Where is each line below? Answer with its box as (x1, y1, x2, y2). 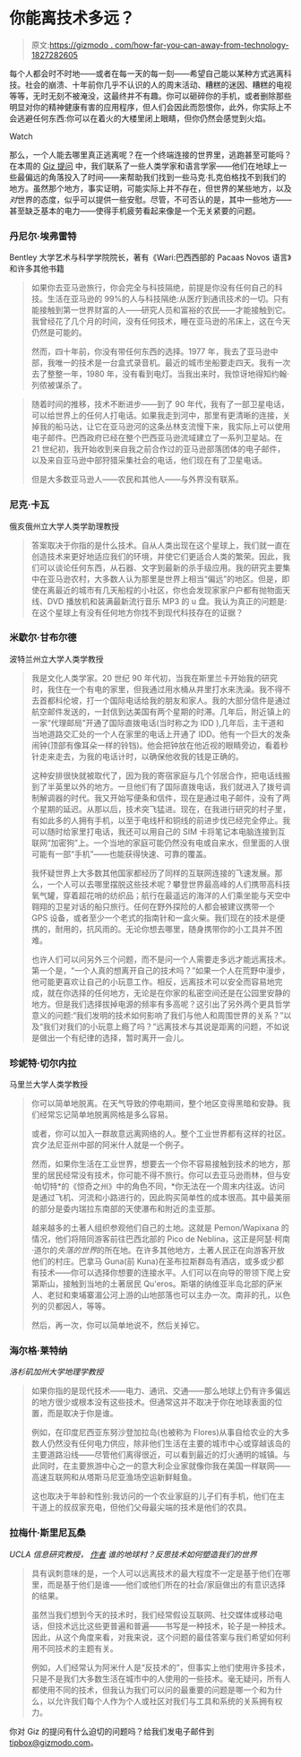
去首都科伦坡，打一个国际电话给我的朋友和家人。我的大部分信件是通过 (30, 695, 291, 705)
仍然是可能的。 (30, 327, 87, 338)
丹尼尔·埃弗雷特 (9, 229, 77, 242)
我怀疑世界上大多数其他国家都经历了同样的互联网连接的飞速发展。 (30, 867, 275, 878)
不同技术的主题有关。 (39, 1642, 118, 1654)
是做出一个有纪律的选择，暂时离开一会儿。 (30, 1032, 189, 1043)
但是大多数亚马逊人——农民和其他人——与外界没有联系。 (30, 474, 244, 485)
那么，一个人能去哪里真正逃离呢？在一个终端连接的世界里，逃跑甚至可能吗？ (9, 149, 292, 160)
